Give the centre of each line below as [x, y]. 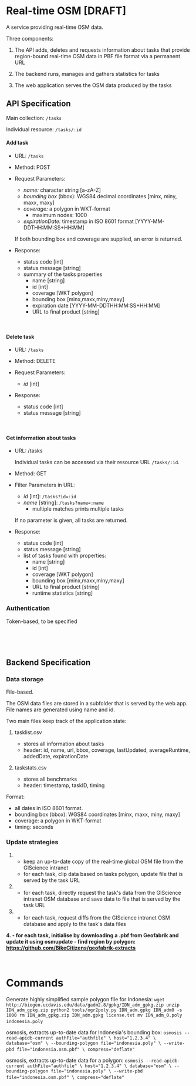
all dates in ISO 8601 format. [49, 808]
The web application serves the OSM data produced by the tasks [93, 85]
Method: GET [31, 474]
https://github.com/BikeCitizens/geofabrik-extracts [71, 948]
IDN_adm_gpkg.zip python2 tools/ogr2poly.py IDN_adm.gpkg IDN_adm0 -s [94, 1010]
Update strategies [32, 842]
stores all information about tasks [64, 744]
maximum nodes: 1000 [60, 215]
